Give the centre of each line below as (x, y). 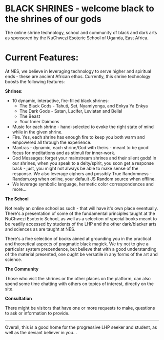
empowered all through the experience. (52, 142)
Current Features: (42, 58)
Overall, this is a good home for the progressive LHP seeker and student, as (81, 327)
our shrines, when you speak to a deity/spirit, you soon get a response (83, 163)
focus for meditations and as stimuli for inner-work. (64, 153)
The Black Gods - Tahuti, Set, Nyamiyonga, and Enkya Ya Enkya (83, 105)
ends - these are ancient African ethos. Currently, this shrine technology (78, 76)
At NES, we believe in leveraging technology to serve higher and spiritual (78, 71)
